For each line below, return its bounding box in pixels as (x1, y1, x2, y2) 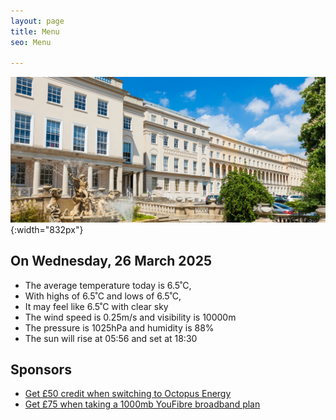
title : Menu (10, 26, 60, 37)
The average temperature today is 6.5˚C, (24, 279, 192, 291)
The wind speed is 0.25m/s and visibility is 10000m (24, 311, 237, 323)
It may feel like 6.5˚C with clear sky (24, 300, 169, 312)
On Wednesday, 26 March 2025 (10, 253, 213, 270)
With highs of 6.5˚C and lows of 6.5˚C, (24, 290, 182, 302)
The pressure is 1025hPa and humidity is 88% (24, 321, 215, 334)
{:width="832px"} (10, 223, 84, 235)
